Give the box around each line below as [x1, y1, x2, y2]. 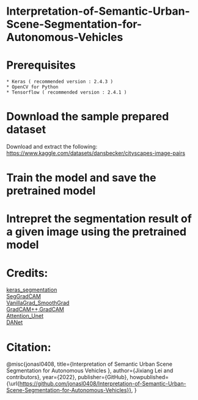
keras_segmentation [6, 286, 57, 293]
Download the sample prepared [6, 110, 169, 124]
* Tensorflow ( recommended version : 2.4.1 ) [6, 89, 127, 96]
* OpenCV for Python [6, 84, 59, 90]
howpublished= [129, 374, 169, 381]
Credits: [6, 266, 48, 280]
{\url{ [6, 380, 20, 387]
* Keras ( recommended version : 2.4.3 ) [6, 78, 114, 85]
